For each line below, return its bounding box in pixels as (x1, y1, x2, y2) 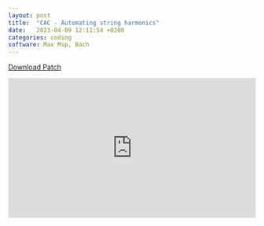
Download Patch (8, 62, 61, 72)
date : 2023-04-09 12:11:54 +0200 (8, 26, 125, 34)
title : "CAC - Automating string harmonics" (8, 19, 159, 27)
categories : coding (8, 33, 72, 42)
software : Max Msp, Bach (8, 41, 90, 49)
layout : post (8, 11, 51, 20)
